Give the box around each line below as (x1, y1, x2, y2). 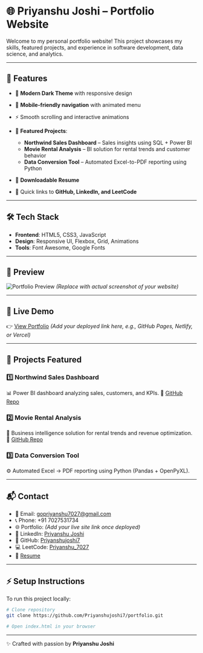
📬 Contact (6, 491, 49, 501)
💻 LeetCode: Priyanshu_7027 (14, 544, 89, 551)
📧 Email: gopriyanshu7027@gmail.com (14, 510, 112, 518)
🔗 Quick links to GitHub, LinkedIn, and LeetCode (14, 188, 137, 195)
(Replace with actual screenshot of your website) (56, 283, 179, 291)
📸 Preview (6, 267, 45, 277)
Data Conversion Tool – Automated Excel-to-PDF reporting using (24, 158, 187, 166)
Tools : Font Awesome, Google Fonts (14, 243, 106, 251)
